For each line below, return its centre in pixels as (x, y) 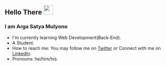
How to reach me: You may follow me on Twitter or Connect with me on (87, 48)
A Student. (23, 42)
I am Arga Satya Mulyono (36, 26)
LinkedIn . (22, 53)
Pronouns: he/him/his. (35, 58)
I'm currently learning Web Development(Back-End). (67, 37)
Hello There (24, 12)
